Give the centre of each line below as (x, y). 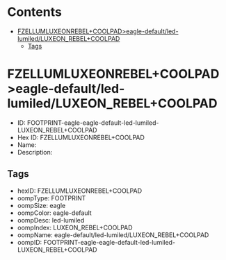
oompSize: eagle (41, 205)
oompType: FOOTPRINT (51, 198)
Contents (35, 12)
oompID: (30, 242)
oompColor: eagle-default (54, 213)
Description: (35, 152)
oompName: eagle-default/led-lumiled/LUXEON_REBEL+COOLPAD (113, 235)
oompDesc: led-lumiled (51, 220)
